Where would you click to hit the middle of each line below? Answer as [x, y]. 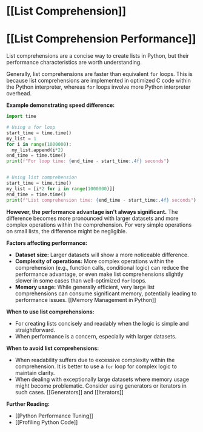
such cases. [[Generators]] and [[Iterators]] [69, 392]
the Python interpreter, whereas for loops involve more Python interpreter [98, 87]
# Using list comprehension [42, 177]
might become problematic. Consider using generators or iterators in [101, 386]
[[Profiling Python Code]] [46, 422]
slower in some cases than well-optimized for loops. [81, 280]
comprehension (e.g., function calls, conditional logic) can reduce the [102, 267]
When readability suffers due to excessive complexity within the [95, 360]
